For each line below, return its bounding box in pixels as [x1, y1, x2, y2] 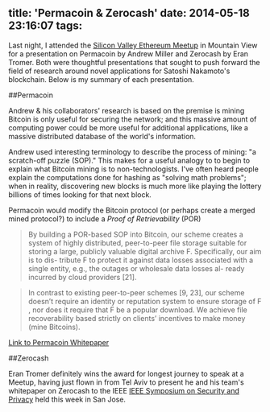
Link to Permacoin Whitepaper [8, 337, 110, 347]
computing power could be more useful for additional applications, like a [8, 122, 248, 132]
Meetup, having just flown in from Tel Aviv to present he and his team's [8, 377, 244, 387]
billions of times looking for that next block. [8, 189, 152, 200]
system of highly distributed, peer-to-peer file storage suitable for [27, 237, 247, 248]
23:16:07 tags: [8, 19, 83, 33]
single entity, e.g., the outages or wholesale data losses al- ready [27, 263, 245, 273]
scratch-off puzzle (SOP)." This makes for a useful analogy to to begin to [8, 155, 251, 165]
